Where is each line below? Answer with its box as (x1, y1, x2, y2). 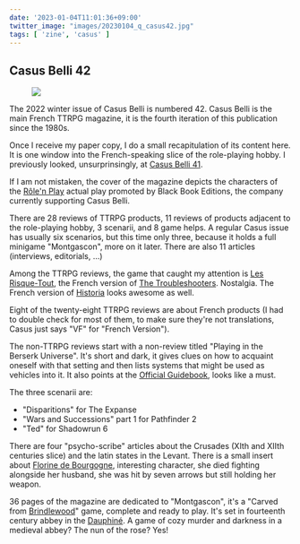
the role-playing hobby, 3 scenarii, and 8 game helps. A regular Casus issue (9, 222, 289, 233)
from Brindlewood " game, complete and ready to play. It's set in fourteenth (9, 505, 286, 516)
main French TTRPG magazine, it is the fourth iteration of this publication (9, 113, 278, 124)
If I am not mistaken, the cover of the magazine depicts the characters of (9, 177, 279, 187)
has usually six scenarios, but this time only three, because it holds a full (9, 232, 277, 243)
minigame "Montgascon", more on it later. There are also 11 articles (9, 241, 255, 252)
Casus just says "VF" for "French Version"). (9, 324, 170, 334)
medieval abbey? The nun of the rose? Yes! (9, 525, 168, 536)
